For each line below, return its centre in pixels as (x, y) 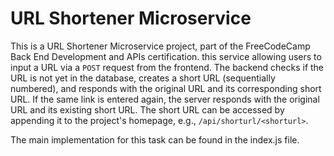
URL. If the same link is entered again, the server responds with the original (165, 99)
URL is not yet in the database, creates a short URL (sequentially (143, 78)
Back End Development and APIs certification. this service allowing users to (166, 56)
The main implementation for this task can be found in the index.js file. (155, 139)
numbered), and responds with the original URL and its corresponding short (166, 88)
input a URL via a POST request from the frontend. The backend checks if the (167, 67)
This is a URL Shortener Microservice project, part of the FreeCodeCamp (160, 46)
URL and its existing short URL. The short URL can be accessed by (147, 109)
